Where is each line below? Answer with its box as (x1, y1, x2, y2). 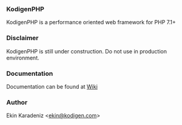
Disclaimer (6, 34, 39, 42)
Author (6, 98, 28, 106)
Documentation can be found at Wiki (6, 83, 98, 90)
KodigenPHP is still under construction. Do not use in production (6, 47, 167, 55)
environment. (6, 54, 39, 61)
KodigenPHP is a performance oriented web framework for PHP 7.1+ (6, 19, 176, 26)
